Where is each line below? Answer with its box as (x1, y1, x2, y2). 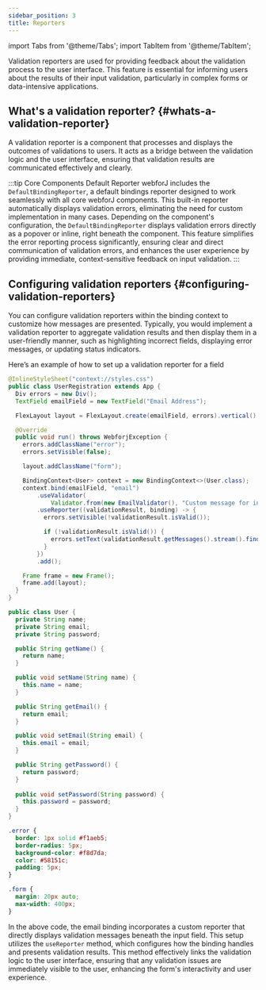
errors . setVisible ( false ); (22, 448, 112, 456)
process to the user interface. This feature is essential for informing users (8, 64, 249, 74)
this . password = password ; (22, 798, 112, 806)
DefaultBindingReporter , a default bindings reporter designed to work (8, 187, 236, 197)
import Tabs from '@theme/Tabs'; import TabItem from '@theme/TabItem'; (8, 40, 252, 50)
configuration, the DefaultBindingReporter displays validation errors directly (8, 221, 256, 230)
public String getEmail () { (15, 703, 108, 711)
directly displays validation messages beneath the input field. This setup (8, 930, 244, 940)
